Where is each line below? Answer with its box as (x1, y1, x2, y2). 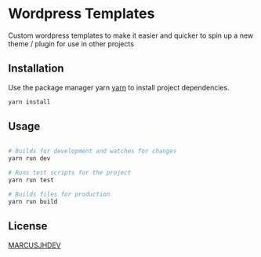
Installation (8, 62, 64, 75)
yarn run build (8, 197, 58, 205)
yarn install (8, 97, 51, 106)
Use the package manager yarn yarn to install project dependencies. (8, 83, 230, 92)
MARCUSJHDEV (8, 240, 61, 250)
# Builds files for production (8, 190, 111, 198)
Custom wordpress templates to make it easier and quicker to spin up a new (8, 31, 254, 40)
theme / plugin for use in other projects (8, 39, 135, 48)
